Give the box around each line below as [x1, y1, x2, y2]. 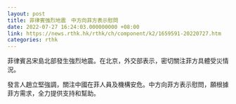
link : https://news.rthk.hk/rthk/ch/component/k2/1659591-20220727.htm [7, 30, 221, 37]
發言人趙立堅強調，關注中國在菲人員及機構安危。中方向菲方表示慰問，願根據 [7, 80, 229, 89]
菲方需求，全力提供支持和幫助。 [7, 89, 100, 98]
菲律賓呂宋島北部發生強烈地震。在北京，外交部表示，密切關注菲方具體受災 [7, 57, 223, 65]
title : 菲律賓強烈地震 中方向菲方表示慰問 [7, 17, 119, 24]
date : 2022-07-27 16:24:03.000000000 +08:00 [7, 23, 140, 30]
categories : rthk [7, 37, 58, 44]
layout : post [7, 10, 46, 18]
